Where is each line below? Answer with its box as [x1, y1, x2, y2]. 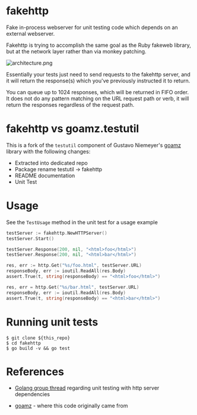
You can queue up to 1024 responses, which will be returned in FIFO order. [6, 88, 189, 95]
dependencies [14, 391, 50, 398]
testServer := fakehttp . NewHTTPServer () [6, 230, 108, 236]
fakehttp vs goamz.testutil [6, 122, 139, 136]
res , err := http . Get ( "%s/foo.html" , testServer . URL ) [6, 263, 142, 269]
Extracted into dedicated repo [14, 159, 88, 167]
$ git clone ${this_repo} [6, 335, 70, 341]
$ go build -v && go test [6, 345, 70, 351]
